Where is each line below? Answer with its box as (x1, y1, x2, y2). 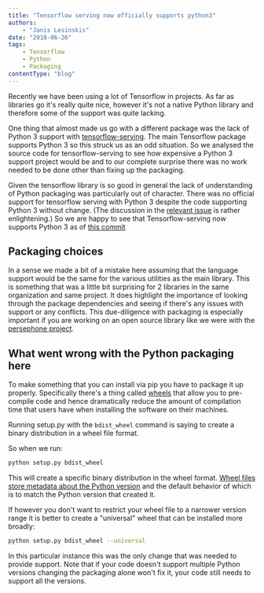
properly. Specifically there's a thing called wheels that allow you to (8, 388, 227, 397)
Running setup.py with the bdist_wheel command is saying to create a (8, 420, 235, 430)
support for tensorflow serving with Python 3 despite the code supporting (8, 197, 247, 207)
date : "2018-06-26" (8, 33, 72, 42)
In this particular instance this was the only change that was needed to (8, 551, 237, 560)
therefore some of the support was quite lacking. (8, 108, 167, 118)
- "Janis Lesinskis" (22, 26, 90, 34)
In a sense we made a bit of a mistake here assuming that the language (8, 265, 238, 275)
